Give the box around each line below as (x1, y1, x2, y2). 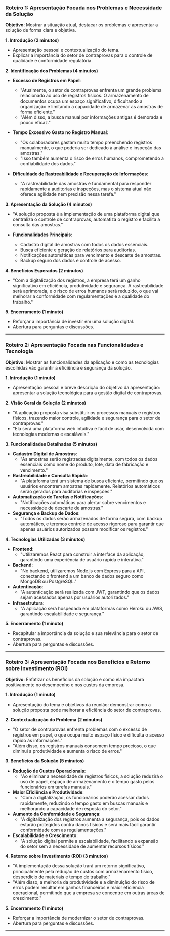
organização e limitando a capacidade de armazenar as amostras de (20, 104, 163, 110)
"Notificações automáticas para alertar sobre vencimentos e (20, 499, 146, 505)
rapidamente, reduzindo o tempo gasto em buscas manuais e (20, 800, 148, 806)
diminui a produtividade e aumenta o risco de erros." (12, 748, 122, 754)
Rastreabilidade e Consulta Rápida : (12, 472, 89, 478)
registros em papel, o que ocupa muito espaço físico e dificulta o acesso (12, 731, 164, 738)
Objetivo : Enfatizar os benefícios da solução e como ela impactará (5, 676, 144, 682)
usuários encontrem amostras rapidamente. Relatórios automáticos (20, 483, 160, 489)
